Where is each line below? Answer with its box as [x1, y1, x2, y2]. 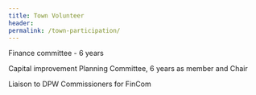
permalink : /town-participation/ [8, 26, 121, 34]
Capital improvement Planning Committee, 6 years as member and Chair [8, 64, 248, 73]
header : [8, 19, 35, 27]
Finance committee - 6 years [8, 49, 105, 58]
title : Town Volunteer [8, 11, 85, 20]
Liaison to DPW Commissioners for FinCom [8, 79, 151, 89]
